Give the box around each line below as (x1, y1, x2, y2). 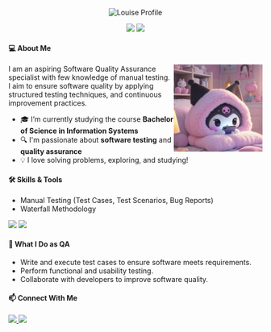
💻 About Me (8, 43, 52, 52)
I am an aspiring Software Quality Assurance (8, 64, 156, 74)
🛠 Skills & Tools (8, 174, 63, 185)
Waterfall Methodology (19, 204, 97, 214)
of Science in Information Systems (19, 126, 139, 136)
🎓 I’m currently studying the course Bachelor (19, 114, 174, 124)
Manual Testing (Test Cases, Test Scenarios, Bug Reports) (19, 196, 214, 205)
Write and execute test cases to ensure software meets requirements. (19, 257, 252, 267)
